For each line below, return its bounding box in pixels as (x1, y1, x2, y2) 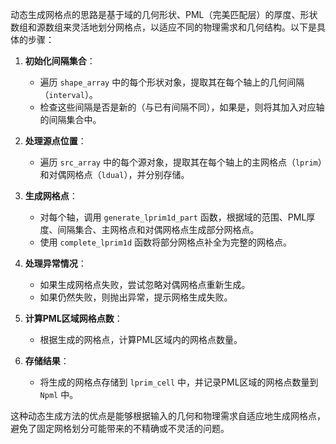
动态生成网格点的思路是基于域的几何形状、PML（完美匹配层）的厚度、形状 (10, 9, 318, 20)
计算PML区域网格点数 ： (24, 313, 123, 324)
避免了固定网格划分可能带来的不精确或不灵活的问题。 (10, 423, 230, 434)
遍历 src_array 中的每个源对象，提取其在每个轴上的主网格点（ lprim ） (39, 156, 323, 168)
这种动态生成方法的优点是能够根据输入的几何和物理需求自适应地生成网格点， (10, 410, 326, 422)
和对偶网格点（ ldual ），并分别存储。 (39, 169, 190, 180)
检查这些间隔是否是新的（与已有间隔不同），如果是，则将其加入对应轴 (39, 101, 325, 113)
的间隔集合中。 (39, 114, 102, 125)
